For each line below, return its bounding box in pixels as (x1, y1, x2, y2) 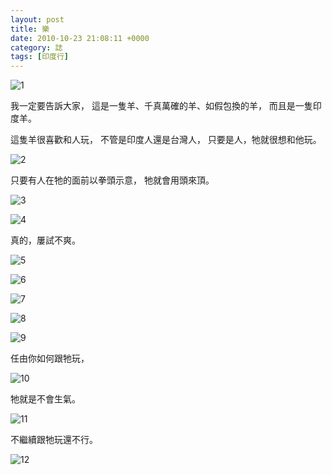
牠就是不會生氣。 (10, 393, 81, 405)
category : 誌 (10, 42, 63, 53)
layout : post (10, 14, 65, 25)
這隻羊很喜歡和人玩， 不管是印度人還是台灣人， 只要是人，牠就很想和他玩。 (10, 134, 322, 146)
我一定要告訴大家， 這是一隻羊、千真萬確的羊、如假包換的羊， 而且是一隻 (10, 100, 313, 112)
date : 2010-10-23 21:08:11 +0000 (10, 33, 150, 43)
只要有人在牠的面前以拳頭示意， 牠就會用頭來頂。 (10, 174, 215, 186)
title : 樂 (10, 24, 50, 34)
